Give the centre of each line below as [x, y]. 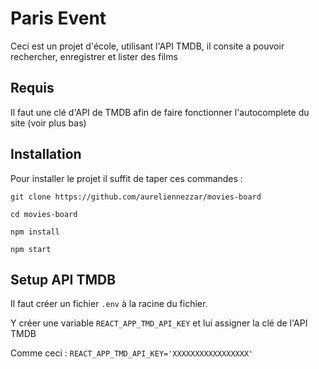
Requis [32, 88]
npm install [35, 232]
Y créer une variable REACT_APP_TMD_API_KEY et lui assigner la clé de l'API [159, 323]
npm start [31, 249]
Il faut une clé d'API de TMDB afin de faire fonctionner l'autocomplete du [160, 112]
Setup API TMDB [63, 279]
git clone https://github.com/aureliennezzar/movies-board [136, 197]
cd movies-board [44, 214]
